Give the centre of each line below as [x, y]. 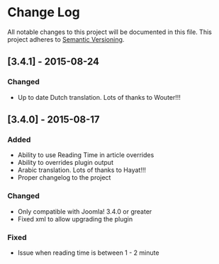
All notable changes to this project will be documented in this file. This [110, 32]
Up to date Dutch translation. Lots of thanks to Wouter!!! [99, 97]
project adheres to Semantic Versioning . [66, 39]
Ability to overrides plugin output [65, 163]
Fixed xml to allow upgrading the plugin [75, 219]
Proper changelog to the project [64, 178]
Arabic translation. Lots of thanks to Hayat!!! [82, 170]
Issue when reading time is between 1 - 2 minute [88, 253]
